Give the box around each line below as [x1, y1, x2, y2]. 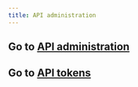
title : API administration [8, 11, 96, 19]
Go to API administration [8, 40, 130, 54]
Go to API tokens [8, 67, 92, 80]
